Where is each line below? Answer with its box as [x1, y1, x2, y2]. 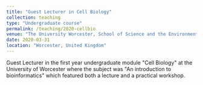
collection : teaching [6, 14, 61, 20]
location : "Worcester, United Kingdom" [6, 43, 107, 49]
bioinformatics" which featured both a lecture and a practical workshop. [6, 72, 185, 79]
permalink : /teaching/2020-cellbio [6, 25, 96, 32]
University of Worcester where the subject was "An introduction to [6, 65, 172, 72]
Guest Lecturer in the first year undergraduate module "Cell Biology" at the [6, 58, 193, 66]
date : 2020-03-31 [6, 37, 50, 43]
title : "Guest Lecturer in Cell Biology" [6, 8, 112, 15]
